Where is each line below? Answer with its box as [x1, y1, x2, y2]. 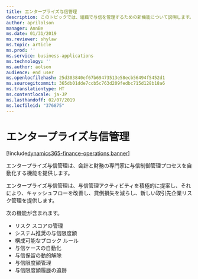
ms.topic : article [6, 42, 51, 48]
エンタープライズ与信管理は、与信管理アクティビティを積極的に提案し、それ [6, 182, 191, 189]
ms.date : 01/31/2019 [6, 31, 57, 37]
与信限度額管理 [14, 259, 51, 267]
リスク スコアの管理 [14, 222, 63, 229]
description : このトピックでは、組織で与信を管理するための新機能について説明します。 [6, 14, 194, 20]
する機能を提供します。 [16, 170, 73, 177]
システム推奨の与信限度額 [14, 230, 77, 237]
